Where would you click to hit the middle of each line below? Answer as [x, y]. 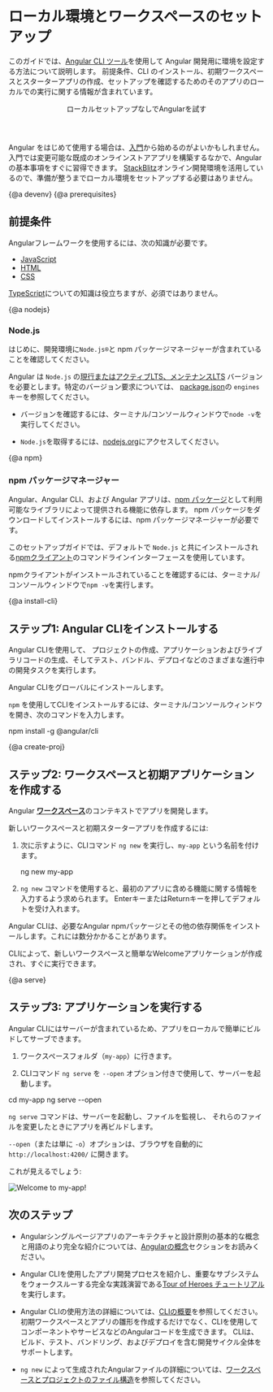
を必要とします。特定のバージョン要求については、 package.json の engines [134, 387]
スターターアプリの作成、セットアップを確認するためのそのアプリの [136, 81]
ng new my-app [46, 871]
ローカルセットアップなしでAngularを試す [136, 108]
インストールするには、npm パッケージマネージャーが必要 [155, 520]
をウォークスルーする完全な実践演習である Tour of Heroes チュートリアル [142, 1284]
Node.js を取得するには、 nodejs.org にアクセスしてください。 [121, 442]
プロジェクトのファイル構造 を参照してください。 [123, 1379]
